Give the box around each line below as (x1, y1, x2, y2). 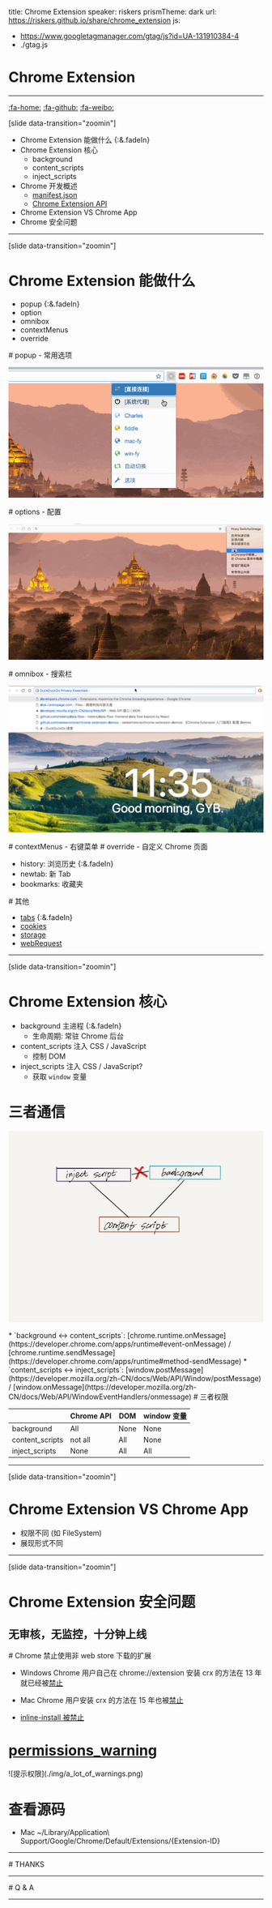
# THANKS (8, 1859, 45, 1869)
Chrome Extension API (32, 199, 108, 208)
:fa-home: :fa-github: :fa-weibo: (8, 102, 115, 112)
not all (70, 1435, 91, 1444)
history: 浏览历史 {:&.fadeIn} (19, 858, 114, 868)
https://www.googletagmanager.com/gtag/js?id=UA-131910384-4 (19, 32, 240, 41)
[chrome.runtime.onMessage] (126, 1330, 227, 1340)
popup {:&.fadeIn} (19, 299, 80, 309)
